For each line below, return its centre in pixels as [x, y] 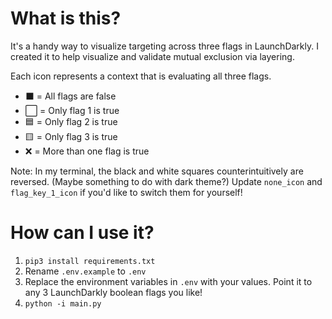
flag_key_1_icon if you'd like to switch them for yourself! [126, 192]
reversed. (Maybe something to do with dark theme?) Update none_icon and [166, 181]
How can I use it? [82, 233]
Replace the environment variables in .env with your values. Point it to [168, 281]
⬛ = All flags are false [70, 96]
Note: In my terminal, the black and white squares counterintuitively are [157, 171]
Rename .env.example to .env [85, 271]
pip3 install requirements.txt [90, 261]
